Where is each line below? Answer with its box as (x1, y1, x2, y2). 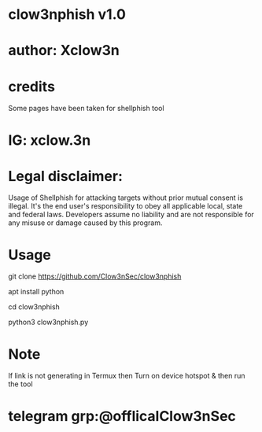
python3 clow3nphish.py (8, 317, 89, 327)
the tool (8, 379, 33, 389)
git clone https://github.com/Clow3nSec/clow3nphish (8, 271, 182, 281)
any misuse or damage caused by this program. (8, 218, 163, 227)
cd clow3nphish (8, 302, 61, 312)
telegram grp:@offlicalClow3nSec (8, 407, 236, 425)
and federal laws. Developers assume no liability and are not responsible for (8, 210, 254, 220)
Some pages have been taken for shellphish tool (8, 104, 164, 113)
